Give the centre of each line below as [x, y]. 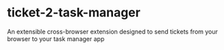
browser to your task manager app [56, 38]
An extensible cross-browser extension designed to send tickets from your [112, 32]
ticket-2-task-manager [74, 13]
